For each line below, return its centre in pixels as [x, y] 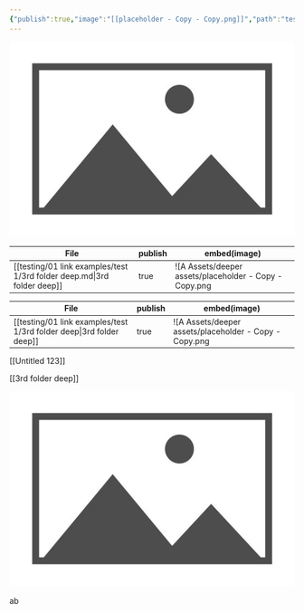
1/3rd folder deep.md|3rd [61, 276]
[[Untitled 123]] [38, 361]
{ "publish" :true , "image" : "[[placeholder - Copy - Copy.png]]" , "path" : [145, 19]
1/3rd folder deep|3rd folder [66, 331]
